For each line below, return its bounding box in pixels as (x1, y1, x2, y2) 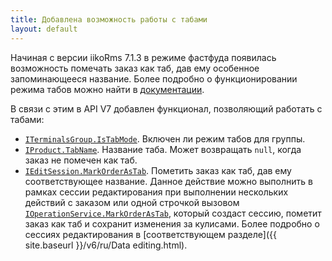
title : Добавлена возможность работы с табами (10, 14, 208, 25)
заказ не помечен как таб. (24, 154, 138, 166)
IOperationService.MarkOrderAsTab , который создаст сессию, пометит (24, 207, 322, 219)
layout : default (10, 24, 78, 34)
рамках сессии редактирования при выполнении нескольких (24, 186, 289, 198)
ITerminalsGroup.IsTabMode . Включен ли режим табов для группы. (24, 132, 306, 145)
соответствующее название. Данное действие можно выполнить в (24, 175, 313, 187)
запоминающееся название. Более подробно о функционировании (10, 72, 298, 85)
